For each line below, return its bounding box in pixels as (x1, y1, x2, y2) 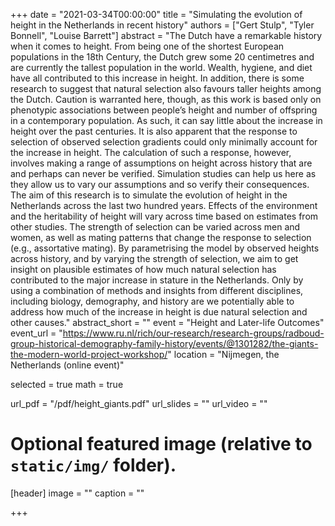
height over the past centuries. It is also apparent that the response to (10, 125, 298, 137)
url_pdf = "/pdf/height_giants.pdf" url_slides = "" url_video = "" (10, 398, 268, 409)
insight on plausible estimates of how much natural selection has (10, 264, 277, 275)
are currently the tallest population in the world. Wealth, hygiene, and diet (10, 62, 313, 73)
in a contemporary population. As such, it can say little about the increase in (10, 115, 323, 126)
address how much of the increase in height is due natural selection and (10, 306, 308, 318)
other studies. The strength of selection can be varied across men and (10, 221, 301, 233)
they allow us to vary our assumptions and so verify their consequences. (10, 179, 310, 190)
